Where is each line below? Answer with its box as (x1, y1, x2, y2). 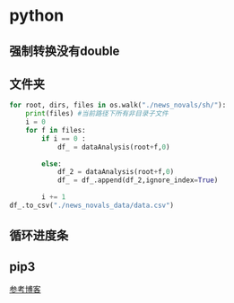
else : (41, 159, 63, 169)
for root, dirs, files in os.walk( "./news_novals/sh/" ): (9, 100, 227, 110)
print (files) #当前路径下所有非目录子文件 (25, 109, 169, 118)
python (9, 5, 65, 26)
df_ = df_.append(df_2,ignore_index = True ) (56, 176, 219, 185)
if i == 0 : (41, 134, 87, 143)
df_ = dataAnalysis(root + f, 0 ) (56, 143, 170, 151)
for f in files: (25, 126, 87, 135)
